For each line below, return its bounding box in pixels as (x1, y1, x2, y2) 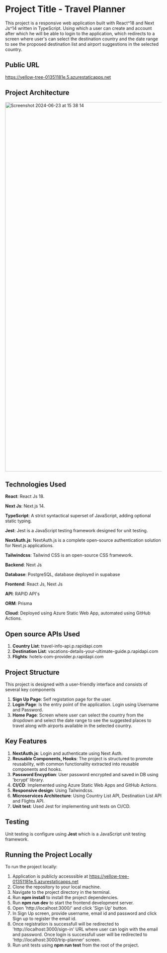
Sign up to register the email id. (12, 916, 77, 922)
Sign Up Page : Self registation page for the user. (12, 696, 112, 702)
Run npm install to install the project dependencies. (12, 895, 118, 901)
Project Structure (5, 668, 60, 677)
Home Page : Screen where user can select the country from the (12, 712, 144, 718)
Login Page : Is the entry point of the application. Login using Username (12, 702, 159, 708)
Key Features (5, 737, 47, 745)
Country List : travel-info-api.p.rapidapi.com (12, 643, 103, 649)
